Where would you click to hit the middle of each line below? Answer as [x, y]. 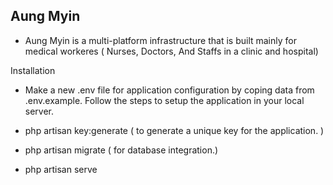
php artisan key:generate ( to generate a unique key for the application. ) [174, 130]
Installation [33, 70]
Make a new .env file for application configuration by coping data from [169, 90]
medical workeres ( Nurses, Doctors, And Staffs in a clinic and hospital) [171, 51]
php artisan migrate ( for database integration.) [121, 150]
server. [39, 111]
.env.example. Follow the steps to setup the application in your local [164, 100]
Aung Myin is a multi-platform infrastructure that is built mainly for [160, 40]
